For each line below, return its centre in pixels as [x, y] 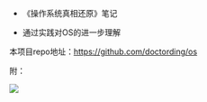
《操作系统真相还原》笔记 [70, 13]
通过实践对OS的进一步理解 [72, 32]
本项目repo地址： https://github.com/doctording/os [103, 51]
